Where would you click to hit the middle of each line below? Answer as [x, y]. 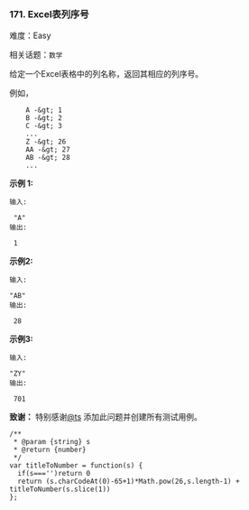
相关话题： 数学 [36, 55]
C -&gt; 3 [44, 126]
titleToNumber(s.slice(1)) [60, 489]
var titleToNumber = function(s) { [76, 466]
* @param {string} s [52, 442]
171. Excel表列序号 [49, 14]
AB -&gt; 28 [48, 158]
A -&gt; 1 [44, 110]
